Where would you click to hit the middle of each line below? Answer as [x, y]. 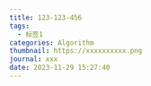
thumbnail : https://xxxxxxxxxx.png [76, 51]
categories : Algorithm [52, 43]
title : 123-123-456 [46, 17]
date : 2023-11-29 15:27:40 [60, 68]
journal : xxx [34, 59]
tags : [19, 26]
